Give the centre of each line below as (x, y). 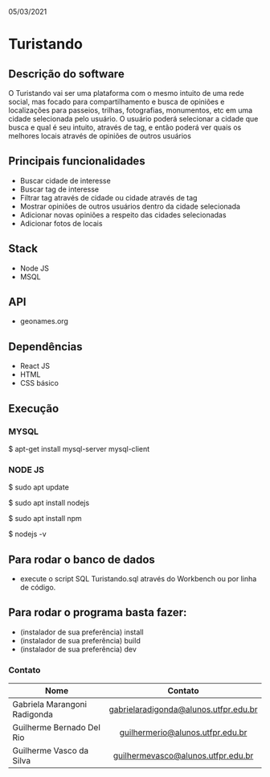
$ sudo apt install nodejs (49, 503)
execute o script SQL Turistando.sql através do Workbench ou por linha (138, 579)
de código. (38, 588)
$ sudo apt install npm (45, 519)
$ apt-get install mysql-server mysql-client (79, 448)
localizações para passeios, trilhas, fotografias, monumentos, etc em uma (131, 110)
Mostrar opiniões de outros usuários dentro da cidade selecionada (130, 206)
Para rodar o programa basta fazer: (98, 612)
